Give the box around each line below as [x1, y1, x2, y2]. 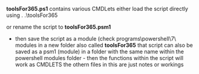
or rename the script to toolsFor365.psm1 [6, 24, 111, 30]
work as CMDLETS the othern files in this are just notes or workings [15, 61, 184, 68]
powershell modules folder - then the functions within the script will [15, 55, 184, 61]
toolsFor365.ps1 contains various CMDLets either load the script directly [6, 5, 189, 12]
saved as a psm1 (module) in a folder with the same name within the [15, 48, 184, 55]
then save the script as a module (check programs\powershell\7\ [15, 35, 177, 42]
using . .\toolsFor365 [6, 12, 58, 19]
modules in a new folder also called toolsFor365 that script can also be [15, 42, 194, 49]
